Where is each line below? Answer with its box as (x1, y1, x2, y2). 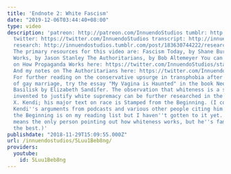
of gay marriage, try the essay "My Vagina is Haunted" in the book (13, 80, 214, 87)
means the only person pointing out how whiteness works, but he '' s (13, 118, 214, 125)
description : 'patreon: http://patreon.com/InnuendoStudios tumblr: (7, 29, 208, 36)
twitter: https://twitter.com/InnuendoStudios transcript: (13, 36, 186, 42)
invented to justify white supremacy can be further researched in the (13, 93, 223, 100)
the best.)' (13, 125, 48, 132)
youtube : (13, 150, 38, 158)
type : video (7, 23, 41, 29)
